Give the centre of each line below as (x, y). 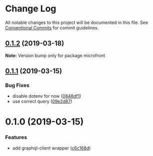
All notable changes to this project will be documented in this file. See (77, 22)
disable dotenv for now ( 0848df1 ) (47, 96)
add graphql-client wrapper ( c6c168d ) (52, 148)
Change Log (31, 9)
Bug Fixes (17, 85)
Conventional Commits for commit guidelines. (52, 27)
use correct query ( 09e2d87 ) (42, 101)
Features (16, 137)
